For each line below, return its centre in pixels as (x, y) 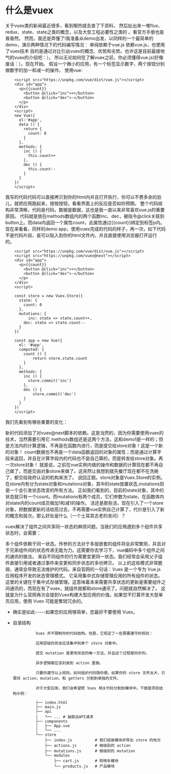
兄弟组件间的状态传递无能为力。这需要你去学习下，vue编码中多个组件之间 (87, 550)
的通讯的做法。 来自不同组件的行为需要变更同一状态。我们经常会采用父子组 (84, 556)
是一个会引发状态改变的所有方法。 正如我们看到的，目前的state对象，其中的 (85, 490)
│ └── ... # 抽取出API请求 (64, 717)
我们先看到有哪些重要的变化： (36, 422)
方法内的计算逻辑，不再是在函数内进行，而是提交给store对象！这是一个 (84, 445)
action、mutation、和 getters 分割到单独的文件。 (72, 678)
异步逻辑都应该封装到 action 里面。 (69, 663)
